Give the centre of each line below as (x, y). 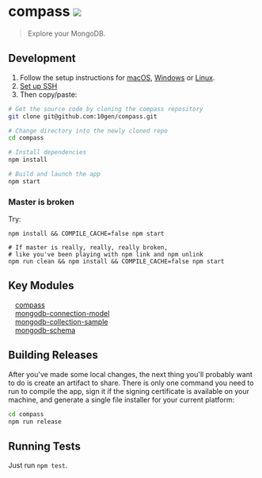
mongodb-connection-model (62, 313)
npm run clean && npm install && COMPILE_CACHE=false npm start (116, 262)
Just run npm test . (38, 465)
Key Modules (41, 285)
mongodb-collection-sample (61, 322)
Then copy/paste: (48, 94)
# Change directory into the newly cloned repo (88, 131)
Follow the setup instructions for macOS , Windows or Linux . (117, 77)
